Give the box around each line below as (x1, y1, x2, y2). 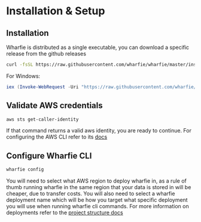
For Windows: (6, 72, 41, 79)
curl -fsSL (6, 61, 33, 67)
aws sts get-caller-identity (6, 116, 79, 122)
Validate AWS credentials (6, 100, 103, 111)
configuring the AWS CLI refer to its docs (6, 133, 108, 141)
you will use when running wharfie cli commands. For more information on (6, 203, 190, 210)
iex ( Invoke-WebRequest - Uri (6, 84, 79, 90)
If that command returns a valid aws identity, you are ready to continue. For (6, 127, 191, 134)
